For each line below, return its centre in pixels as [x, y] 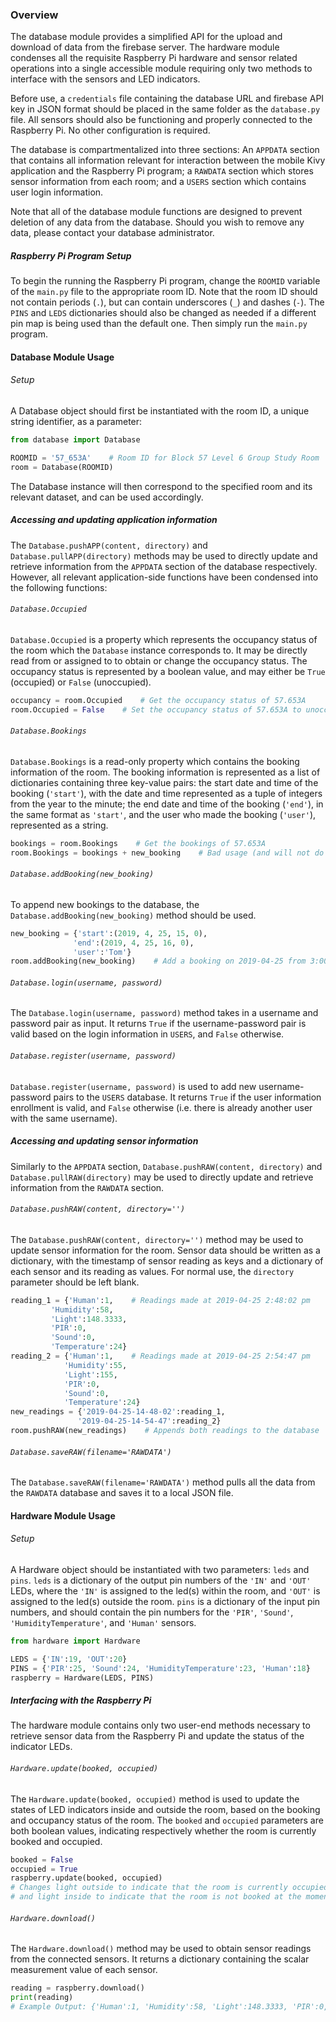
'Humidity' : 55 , [95, 1365]
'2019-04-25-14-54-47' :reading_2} [149, 1421]
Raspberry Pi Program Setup [71, 255]
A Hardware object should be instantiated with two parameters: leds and [160, 1569]
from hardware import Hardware [75, 1641]
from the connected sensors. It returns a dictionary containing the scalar [160, 1959]
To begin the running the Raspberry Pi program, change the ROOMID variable [165, 281]
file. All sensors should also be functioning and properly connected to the [161, 120]
